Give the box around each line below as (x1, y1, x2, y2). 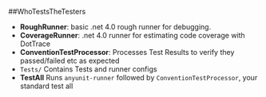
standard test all (19, 81, 73, 91)
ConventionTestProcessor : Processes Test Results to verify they (19, 48, 235, 56)
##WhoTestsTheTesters (8, 7, 86, 16)
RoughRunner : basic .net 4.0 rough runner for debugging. (19, 22, 212, 31)
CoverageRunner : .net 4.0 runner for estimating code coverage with (19, 31, 245, 40)
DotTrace (19, 39, 50, 48)
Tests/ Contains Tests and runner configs (19, 64, 157, 74)
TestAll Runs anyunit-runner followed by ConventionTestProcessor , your (19, 73, 258, 82)
